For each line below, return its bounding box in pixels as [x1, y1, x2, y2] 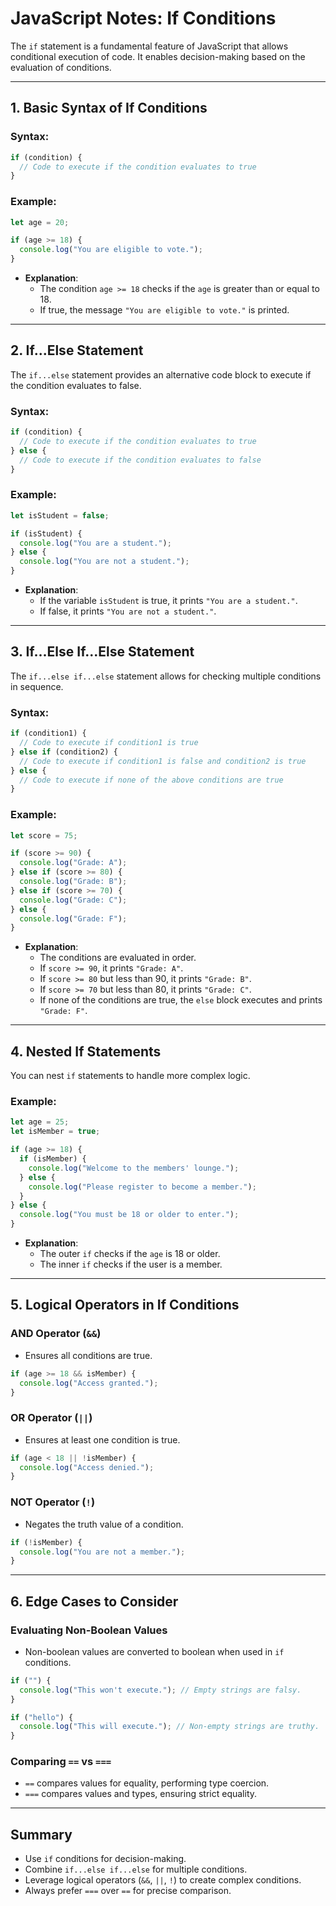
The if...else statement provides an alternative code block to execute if [10, 368, 312, 381]
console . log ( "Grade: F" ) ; [19, 913, 128, 924]
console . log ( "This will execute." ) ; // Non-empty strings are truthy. [19, 1722, 320, 1732]
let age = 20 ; [10, 217, 70, 227]
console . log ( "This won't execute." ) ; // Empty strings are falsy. [19, 1685, 302, 1695]
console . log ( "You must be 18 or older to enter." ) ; [19, 1210, 240, 1220]
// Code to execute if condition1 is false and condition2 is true [19, 756, 307, 766]
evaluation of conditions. [10, 61, 112, 73]
